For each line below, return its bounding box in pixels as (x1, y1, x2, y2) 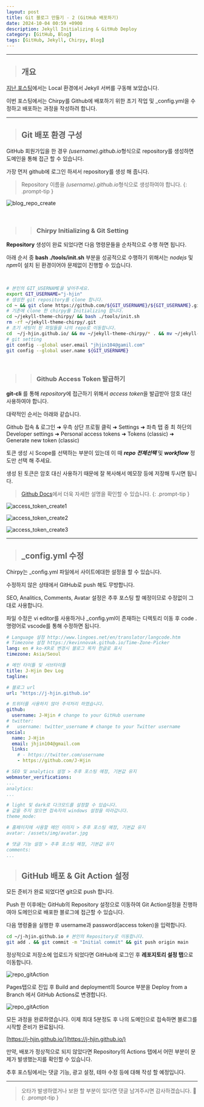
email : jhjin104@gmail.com (12, 740, 80, 747)
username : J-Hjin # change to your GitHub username (12, 712, 146, 718)
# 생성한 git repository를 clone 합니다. (6, 296, 104, 303)
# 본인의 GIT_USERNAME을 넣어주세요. (6, 285, 90, 291)
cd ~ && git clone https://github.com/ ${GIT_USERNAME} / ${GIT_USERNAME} (6, 302, 191, 308)
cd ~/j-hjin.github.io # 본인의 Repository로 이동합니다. (6, 934, 144, 940)
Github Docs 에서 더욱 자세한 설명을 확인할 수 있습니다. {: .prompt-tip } (21, 490, 190, 498)
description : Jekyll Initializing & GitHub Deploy (6, 26, 137, 32)
